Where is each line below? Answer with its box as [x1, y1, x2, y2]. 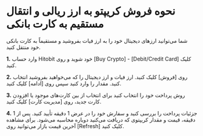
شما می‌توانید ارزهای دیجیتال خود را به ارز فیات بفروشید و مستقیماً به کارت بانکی [6, 37, 188, 44]
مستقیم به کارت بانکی [6, 17, 104, 31]
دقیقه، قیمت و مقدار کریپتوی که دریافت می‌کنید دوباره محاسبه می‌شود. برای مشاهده [6, 116, 196, 123]
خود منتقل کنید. [6, 44, 41, 51]
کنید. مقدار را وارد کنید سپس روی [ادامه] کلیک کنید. [6, 80, 122, 87]
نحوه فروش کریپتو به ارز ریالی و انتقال [6, 4, 176, 18]
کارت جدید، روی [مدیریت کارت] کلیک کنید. [6, 98, 102, 105]
